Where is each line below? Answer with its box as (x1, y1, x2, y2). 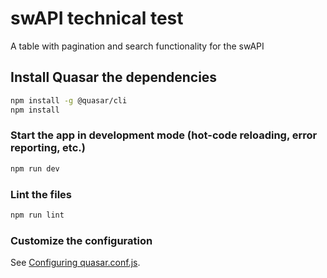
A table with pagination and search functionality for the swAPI (10, 40, 265, 52)
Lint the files (10, 187, 72, 201)
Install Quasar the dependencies (10, 69, 218, 86)
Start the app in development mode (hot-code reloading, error (10, 128, 318, 142)
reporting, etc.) (10, 141, 86, 155)
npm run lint (10, 210, 65, 220)
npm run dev (10, 163, 60, 174)
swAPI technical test (10, 7, 184, 30)
